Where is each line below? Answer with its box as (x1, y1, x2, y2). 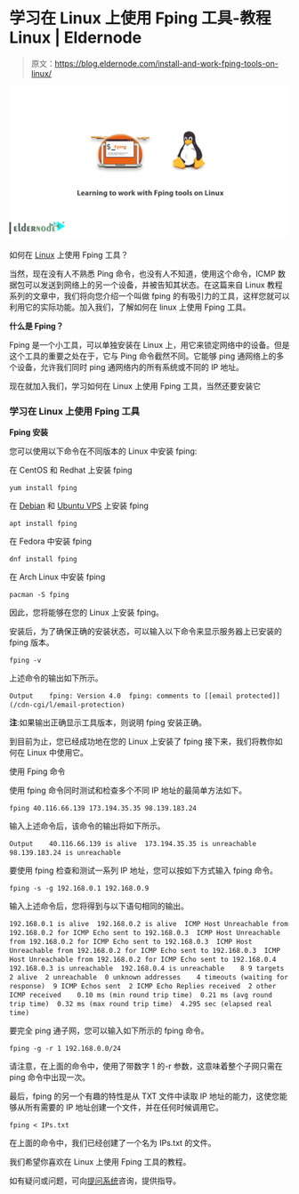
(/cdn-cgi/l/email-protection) (9, 700, 125, 710)
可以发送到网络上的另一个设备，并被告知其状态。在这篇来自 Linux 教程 (24, 279, 283, 290)
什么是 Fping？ (9, 321, 64, 332)
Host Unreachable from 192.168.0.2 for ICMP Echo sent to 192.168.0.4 (9, 956, 277, 964)
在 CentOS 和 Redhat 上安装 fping (9, 464, 133, 476)
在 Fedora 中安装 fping (9, 536, 92, 547)
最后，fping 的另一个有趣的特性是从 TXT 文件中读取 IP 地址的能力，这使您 (9, 1091, 280, 1101)
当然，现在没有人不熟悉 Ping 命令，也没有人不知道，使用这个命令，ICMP (9, 269, 276, 279)
